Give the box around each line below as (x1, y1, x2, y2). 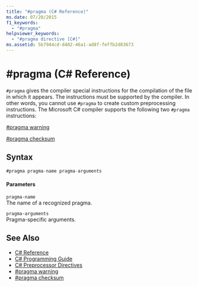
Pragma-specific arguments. (6, 216, 76, 223)
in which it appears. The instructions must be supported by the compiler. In (6, 93, 190, 100)
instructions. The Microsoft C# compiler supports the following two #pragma (6, 106, 190, 113)
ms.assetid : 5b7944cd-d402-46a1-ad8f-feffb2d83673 (6, 42, 134, 48)
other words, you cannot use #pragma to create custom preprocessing (6, 99, 176, 107)
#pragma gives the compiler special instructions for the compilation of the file (6, 87, 193, 94)
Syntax (6, 152, 33, 162)
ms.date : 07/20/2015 (6, 14, 58, 20)
